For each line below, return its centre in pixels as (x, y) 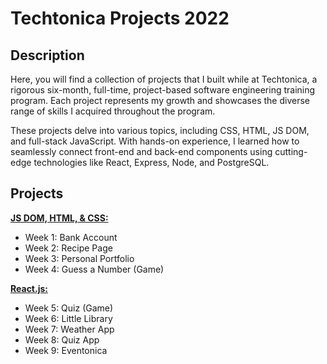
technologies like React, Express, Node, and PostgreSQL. (151, 162)
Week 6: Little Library (68, 318)
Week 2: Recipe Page (68, 248)
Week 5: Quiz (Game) (69, 308)
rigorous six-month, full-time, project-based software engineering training (163, 90)
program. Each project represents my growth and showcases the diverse (160, 100)
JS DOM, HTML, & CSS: (59, 218)
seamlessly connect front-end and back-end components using (141, 151)
